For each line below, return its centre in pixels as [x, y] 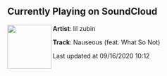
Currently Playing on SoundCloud [82, 12]
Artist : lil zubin [74, 28]
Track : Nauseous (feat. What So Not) [106, 42]
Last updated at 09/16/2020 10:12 [101, 56]
